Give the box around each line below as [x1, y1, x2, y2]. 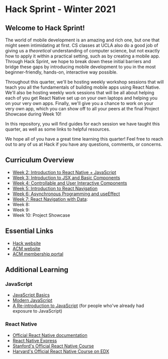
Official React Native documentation [12, 332, 88, 338]
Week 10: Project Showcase [12, 212, 70, 218]
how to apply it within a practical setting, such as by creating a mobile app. [5, 53, 160, 59]
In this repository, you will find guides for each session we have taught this [5, 121, 160, 127]
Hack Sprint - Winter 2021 [5, 4, 116, 15]
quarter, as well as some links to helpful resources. [5, 126, 111, 132]
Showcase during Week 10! [5, 111, 62, 117]
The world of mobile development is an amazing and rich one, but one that [5, 37, 160, 43]
